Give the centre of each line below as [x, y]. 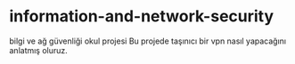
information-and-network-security [142, 16]
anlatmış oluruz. [39, 50]
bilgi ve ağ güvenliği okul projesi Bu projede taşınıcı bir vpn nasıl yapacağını [148, 41]
